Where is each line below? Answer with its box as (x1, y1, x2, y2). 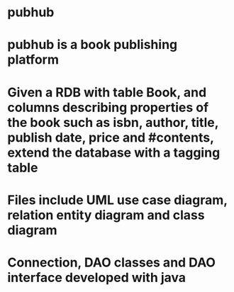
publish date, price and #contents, (7, 129, 214, 145)
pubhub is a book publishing (7, 37, 178, 53)
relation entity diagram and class (7, 207, 205, 223)
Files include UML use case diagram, (7, 192, 228, 208)
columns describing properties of (7, 99, 209, 116)
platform (7, 52, 59, 68)
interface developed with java (7, 269, 186, 286)
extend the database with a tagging (7, 145, 221, 160)
